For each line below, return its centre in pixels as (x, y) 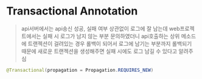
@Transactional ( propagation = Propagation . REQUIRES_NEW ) (80, 70)
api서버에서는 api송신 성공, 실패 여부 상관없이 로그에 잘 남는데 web (100, 28)
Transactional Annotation (72, 11)
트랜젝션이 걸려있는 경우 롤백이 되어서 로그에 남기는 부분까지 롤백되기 (110, 43)
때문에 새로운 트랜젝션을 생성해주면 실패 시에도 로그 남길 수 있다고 (99, 51)
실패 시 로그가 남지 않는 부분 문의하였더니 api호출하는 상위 (111, 36)
